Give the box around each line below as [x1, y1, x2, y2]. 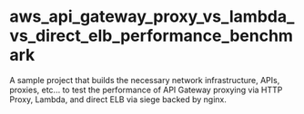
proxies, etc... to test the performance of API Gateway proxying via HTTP [9, 84, 283, 95]
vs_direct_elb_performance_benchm [9, 25, 294, 46]
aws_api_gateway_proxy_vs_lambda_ [9, 6, 295, 27]
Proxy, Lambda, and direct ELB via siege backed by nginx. [9, 93, 228, 105]
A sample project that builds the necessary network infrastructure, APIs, [9, 74, 280, 85]
